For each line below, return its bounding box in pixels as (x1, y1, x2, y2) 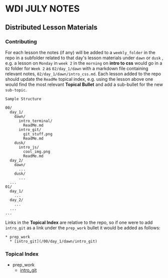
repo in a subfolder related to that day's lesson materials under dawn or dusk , (5, 55, 163, 61)
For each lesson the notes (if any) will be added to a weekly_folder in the (5, 49, 155, 55)
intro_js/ (18, 145, 39, 150)
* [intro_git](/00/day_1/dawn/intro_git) (10, 239, 98, 244)
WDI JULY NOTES (5, 3, 80, 15)
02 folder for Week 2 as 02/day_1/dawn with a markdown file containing (5, 65, 149, 71)
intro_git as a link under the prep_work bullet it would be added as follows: (5, 224, 160, 231)
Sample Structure (5, 96, 42, 101)
